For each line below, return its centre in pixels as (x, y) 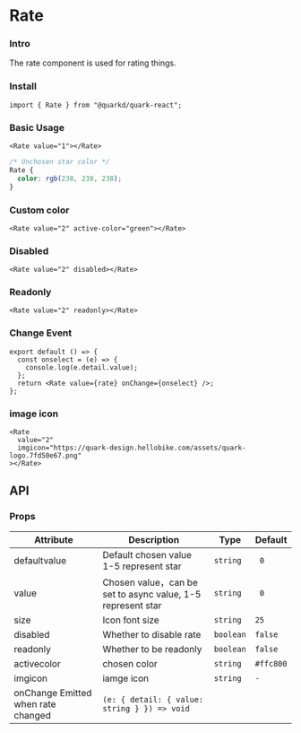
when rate (35, 703)
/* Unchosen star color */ (60, 162)
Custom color (39, 210)
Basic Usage (37, 127)
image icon (34, 414)
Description (154, 539)
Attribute (54, 539)
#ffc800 (271, 663)
